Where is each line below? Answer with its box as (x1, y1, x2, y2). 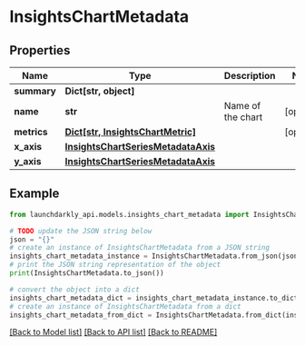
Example (9, 186, 60, 202)
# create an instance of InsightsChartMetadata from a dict (9, 302, 242, 311)
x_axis (14, 141, 43, 153)
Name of (223, 100, 261, 112)
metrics (14, 125, 48, 138)
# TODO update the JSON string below (9, 226, 152, 235)
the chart (223, 111, 263, 124)
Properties (9, 43, 71, 58)
